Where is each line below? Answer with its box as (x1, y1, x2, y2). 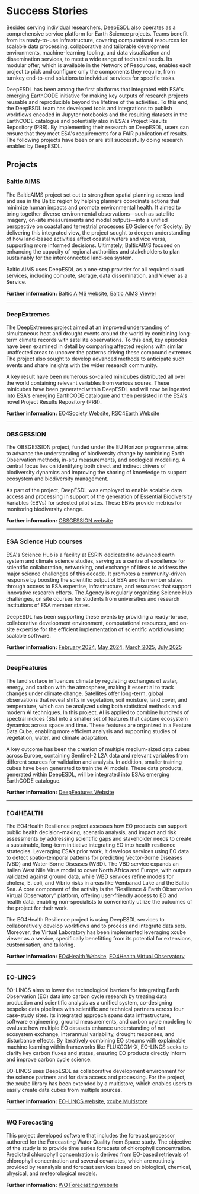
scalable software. (6, 632, 52, 639)
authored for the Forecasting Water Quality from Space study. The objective (6, 1138, 191, 1145)
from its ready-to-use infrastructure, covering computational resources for (6, 36, 188, 43)
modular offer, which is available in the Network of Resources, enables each (6, 61, 192, 69)
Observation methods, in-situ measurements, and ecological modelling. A (6, 456, 185, 464)
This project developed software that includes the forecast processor (6, 1132, 175, 1139)
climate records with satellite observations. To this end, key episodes (18, 336, 188, 343)
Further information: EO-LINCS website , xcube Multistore (6, 1098, 148, 1105)
